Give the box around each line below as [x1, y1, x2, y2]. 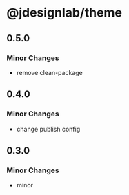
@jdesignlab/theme [6, 5, 122, 21]
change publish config [16, 125, 81, 133]
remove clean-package [16, 68, 83, 76]
